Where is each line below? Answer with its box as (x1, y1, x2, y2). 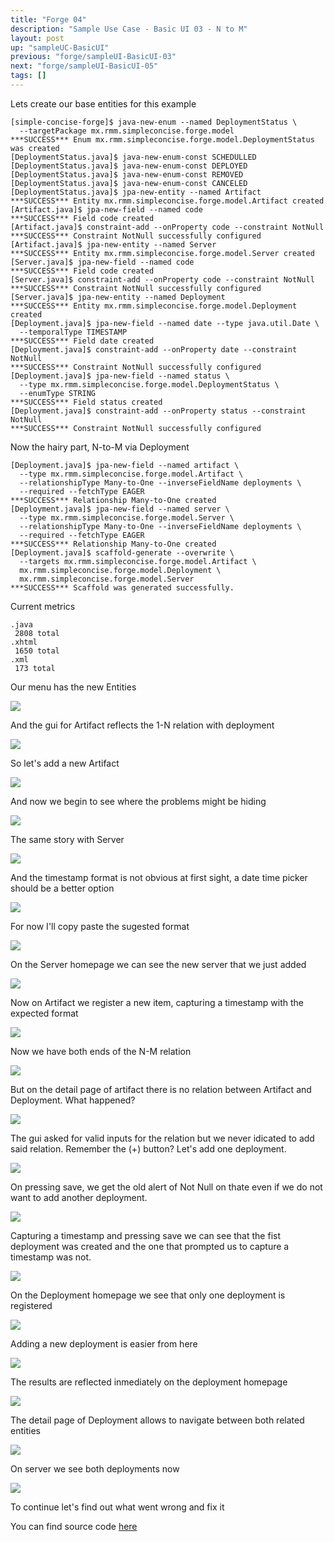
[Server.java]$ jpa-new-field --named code (10, 257, 195, 267)
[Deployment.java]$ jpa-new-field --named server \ (10, 504, 230, 514)
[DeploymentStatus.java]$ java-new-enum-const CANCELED (10, 178, 248, 188)
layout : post (10, 33, 65, 43)
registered (10, 1299, 53, 1311)
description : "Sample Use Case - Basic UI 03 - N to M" (10, 24, 248, 34)
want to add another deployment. (10, 1191, 148, 1203)
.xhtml (10, 637, 38, 647)
